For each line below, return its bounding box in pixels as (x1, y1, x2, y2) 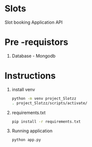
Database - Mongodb (11, 53, 56, 59)
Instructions (4, 70, 56, 81)
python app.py (11, 138, 41, 143)
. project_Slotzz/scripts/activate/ (11, 101, 88, 106)
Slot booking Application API (4, 19, 63, 25)
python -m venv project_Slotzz (11, 96, 77, 101)
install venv (11, 86, 35, 92)
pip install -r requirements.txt (11, 119, 81, 124)
